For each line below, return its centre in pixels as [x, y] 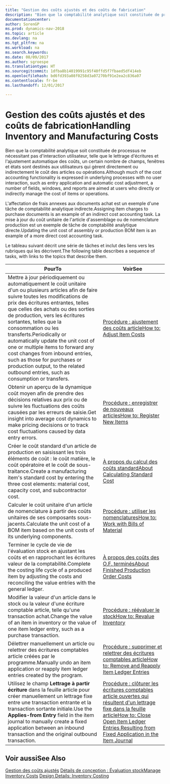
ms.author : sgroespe [27, 62]
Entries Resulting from [129, 728]
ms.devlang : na [21, 39]
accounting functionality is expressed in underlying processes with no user [83, 177]
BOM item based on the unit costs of [51, 530]
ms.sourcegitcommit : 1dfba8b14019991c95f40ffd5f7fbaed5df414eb [73, 71]
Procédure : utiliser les [129, 511]
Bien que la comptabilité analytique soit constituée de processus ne [76, 151]
